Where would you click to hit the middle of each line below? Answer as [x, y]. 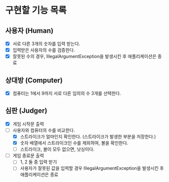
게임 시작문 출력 [28, 124]
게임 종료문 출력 [28, 156]
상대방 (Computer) [34, 80]
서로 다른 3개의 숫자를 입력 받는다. [46, 44]
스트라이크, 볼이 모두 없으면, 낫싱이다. [57, 149]
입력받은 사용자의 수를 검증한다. [44, 50]
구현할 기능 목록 [36, 10]
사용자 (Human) [29, 31]
